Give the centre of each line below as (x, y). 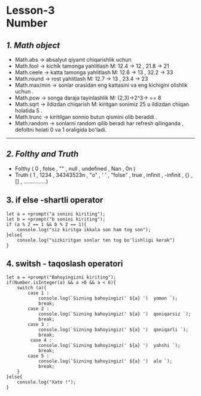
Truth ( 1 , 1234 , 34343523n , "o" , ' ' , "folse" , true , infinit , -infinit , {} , (103, 175)
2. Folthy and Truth (42, 154)
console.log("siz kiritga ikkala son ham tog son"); (84, 229)
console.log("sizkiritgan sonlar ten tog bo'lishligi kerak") (96, 240)
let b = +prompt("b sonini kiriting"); (56, 219)
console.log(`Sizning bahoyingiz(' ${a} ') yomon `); (108, 298)
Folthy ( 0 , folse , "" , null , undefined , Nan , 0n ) (75, 168)
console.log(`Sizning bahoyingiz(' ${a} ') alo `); (105, 361)
